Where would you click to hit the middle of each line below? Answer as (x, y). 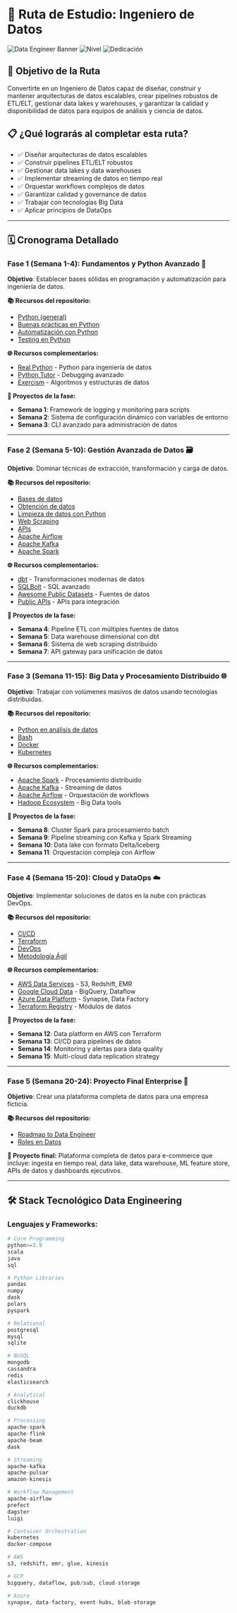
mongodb (19, 1362)
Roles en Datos (39, 1142)
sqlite (17, 1343)
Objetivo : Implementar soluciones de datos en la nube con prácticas (107, 895)
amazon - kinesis (30, 1480)
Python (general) (42, 317)
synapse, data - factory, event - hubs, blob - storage (82, 1602)
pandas (17, 1285)
